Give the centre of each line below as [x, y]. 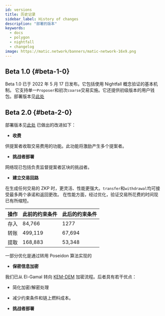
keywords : [15, 28]
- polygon [20, 38]
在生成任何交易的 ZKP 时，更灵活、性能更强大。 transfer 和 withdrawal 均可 [81, 188]
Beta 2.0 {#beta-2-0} [39, 112]
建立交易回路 [25, 178]
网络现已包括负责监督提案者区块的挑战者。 [49, 167]
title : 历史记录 [20, 14]
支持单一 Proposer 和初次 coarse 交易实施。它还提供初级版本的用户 [85, 90]
